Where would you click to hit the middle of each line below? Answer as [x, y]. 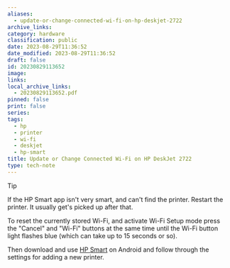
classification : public [43, 40]
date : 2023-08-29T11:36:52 [47, 47]
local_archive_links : [39, 86]
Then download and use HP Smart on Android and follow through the [108, 250]
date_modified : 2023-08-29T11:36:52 [61, 54]
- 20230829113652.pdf [46, 93]
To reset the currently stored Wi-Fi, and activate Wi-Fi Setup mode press [114, 220]
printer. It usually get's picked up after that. [70, 207]
